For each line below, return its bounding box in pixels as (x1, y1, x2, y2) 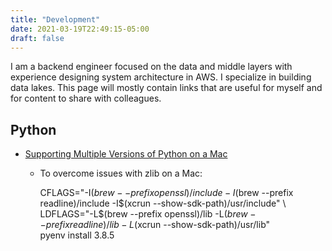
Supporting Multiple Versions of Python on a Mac (24, 148, 228, 160)
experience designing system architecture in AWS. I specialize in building (10, 71, 312, 83)
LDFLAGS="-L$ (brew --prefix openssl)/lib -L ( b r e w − (39, 208, 257, 220)
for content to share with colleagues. (10, 92, 162, 105)
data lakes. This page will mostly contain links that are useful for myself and (10, 82, 323, 94)
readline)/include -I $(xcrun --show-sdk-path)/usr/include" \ (39, 197, 287, 210)
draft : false (10, 33, 65, 43)
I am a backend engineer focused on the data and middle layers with (10, 61, 293, 73)
